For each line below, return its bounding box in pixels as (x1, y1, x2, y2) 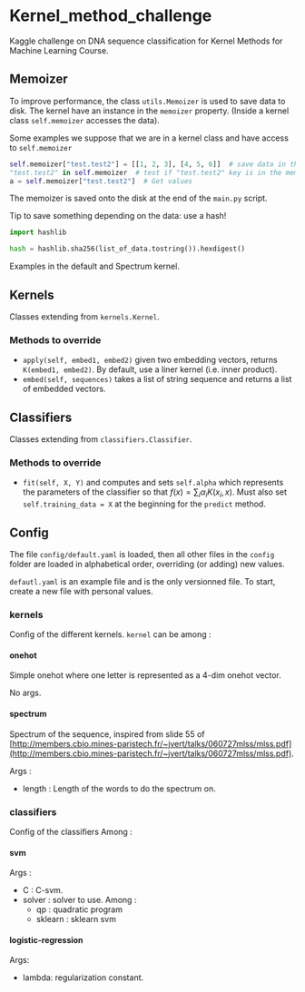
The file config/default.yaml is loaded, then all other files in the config (9, 548, 275, 559)
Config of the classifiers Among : (9, 826, 133, 837)
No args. (9, 687, 42, 699)
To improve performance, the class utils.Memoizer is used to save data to (9, 95, 286, 106)
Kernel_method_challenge (9, 5, 212, 26)
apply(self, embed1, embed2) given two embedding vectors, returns (22, 355, 279, 366)
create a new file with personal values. (9, 585, 153, 596)
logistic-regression (9, 934, 84, 945)
